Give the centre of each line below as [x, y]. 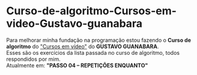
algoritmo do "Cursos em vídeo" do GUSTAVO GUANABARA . [83, 46]
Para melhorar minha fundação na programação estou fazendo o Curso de [98, 40]
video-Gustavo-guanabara [74, 24]
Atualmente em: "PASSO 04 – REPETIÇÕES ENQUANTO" [77, 65]
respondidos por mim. [34, 59]
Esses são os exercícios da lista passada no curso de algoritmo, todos [93, 52]
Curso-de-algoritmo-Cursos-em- [92, 11]
